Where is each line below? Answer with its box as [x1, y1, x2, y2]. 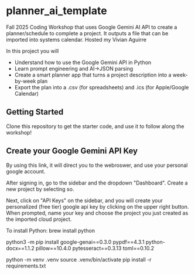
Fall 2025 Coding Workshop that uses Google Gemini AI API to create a [6, 24, 177, 31]
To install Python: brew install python [6, 227, 95, 234]
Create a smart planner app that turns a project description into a [14, 71, 172, 78]
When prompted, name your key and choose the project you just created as [6, 209, 189, 216]
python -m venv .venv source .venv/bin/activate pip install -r [6, 256, 152, 263]
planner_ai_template [6, 4, 107, 18]
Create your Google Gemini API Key [6, 146, 138, 156]
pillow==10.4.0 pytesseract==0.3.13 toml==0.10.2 [36, 244, 154, 251]
